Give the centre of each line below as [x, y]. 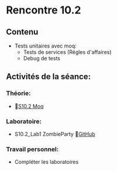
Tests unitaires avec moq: [46, 46]
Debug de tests [42, 58]
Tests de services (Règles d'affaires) [68, 52]
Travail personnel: [32, 149]
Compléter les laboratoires [47, 162]
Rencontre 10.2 [44, 10]
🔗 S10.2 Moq [29, 106]
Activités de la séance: [49, 77]
